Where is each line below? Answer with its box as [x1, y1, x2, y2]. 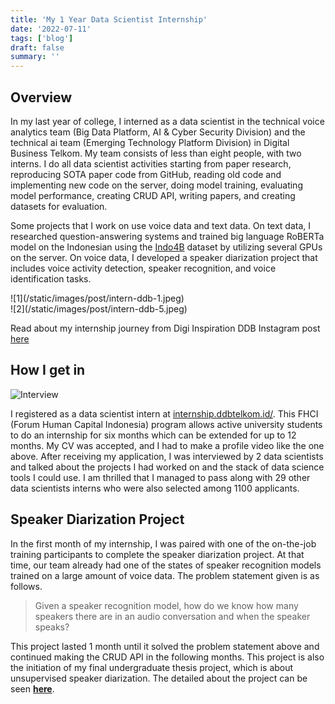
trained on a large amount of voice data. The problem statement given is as [10, 569, 320, 581]
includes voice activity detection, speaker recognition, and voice [10, 262, 277, 274]
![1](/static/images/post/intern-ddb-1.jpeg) [10, 292, 185, 304]
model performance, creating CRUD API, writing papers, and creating [10, 189, 296, 201]
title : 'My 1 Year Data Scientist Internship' [10, 14, 208, 25]
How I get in [10, 362, 86, 379]
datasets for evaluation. [10, 200, 108, 212]
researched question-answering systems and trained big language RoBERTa [10, 230, 325, 242]
